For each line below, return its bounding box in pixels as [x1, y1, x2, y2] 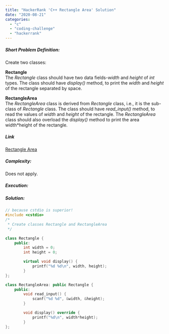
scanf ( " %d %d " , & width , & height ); [32, 297, 105, 302]
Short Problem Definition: [5, 47, 60, 53]
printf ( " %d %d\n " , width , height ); [32, 264, 107, 269]
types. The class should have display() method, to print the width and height [5, 79, 164, 86]
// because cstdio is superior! [5, 208, 73, 213]
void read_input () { [23, 291, 67, 297]
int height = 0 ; [23, 250, 58, 255]
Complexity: [5, 158, 32, 164]
